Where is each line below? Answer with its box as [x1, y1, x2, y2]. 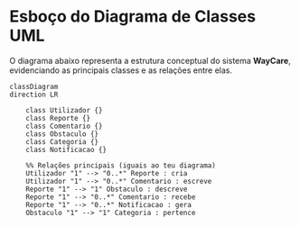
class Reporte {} [25, 113, 91, 122]
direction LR [9, 90, 59, 99]
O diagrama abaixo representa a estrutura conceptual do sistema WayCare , [9, 55, 291, 66]
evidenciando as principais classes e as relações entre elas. [9, 65, 233, 76]
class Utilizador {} [25, 105, 103, 114]
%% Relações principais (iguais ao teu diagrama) [25, 160, 217, 170]
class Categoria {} [25, 137, 99, 146]
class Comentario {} [25, 122, 103, 131]
